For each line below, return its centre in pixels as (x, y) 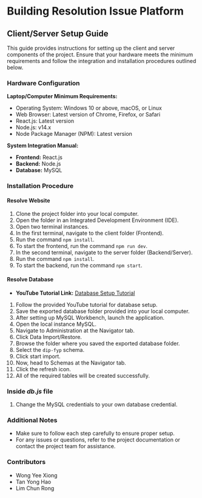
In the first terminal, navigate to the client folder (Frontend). (90, 233)
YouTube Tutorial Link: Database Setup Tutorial (75, 293)
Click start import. (38, 356)
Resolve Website (29, 200)
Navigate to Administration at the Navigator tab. (75, 330)
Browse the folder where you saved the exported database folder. (98, 343)
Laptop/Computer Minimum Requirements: (62, 96)
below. (15, 67)
